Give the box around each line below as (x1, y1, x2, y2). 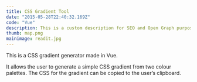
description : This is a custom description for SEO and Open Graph (6, 25, 175, 31)
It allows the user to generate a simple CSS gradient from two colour (6, 63, 172, 70)
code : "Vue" (6, 19, 35, 25)
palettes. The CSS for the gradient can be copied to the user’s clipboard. (6, 70, 181, 76)
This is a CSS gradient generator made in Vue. (6, 52, 118, 59)
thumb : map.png (6, 30, 43, 36)
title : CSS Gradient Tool (6, 8, 69, 15)
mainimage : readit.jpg (6, 36, 62, 42)
